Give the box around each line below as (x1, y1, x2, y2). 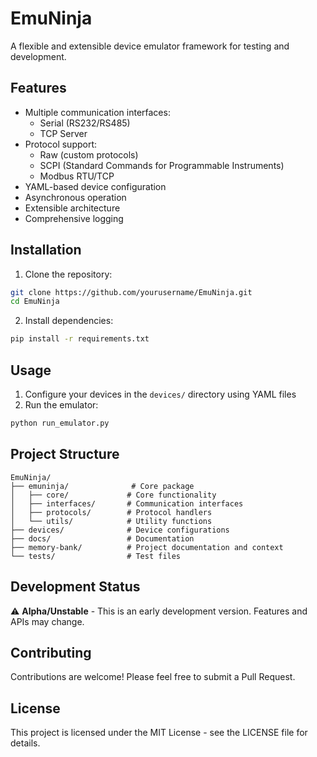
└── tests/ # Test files (10, 551, 182, 561)
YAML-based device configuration (24, 180, 167, 192)
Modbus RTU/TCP (39, 170, 115, 182)
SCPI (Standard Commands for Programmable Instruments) (39, 159, 285, 171)
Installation (10, 242, 82, 259)
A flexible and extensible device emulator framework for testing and (10, 40, 290, 52)
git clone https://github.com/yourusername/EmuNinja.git (10, 287, 253, 297)
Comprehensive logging (24, 212, 124, 224)
